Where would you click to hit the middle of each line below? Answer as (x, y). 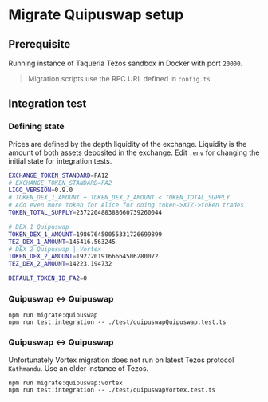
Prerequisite (39, 44)
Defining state (36, 127)
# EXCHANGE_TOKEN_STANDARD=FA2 (60, 183)
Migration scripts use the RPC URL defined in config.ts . (120, 79)
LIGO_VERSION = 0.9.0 (41, 190)
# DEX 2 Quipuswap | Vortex (55, 249)
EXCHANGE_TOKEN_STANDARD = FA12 (59, 175)
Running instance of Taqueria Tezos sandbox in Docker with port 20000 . (126, 63)
